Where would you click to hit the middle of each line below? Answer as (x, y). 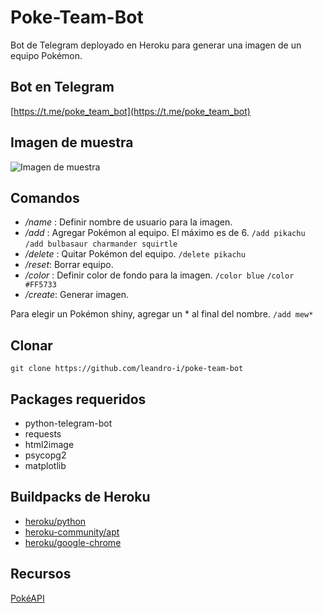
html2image (49, 444)
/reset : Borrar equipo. (69, 265)
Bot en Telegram (62, 87)
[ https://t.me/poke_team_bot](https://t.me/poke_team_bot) (130, 111)
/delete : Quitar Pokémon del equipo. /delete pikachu (135, 254)
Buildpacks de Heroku (80, 497)
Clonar (31, 345)
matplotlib (45, 465)
